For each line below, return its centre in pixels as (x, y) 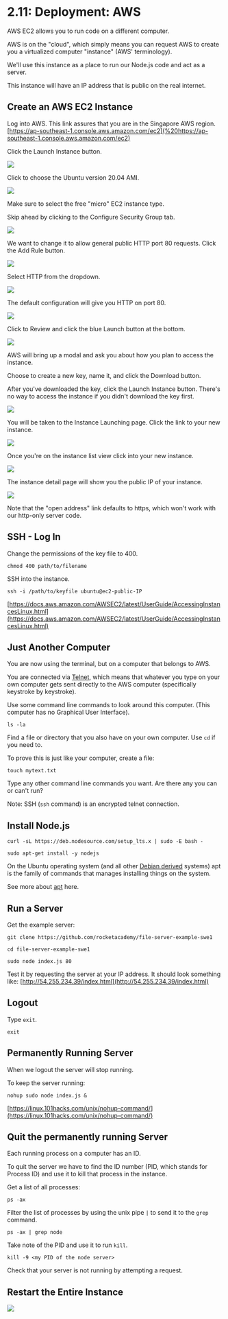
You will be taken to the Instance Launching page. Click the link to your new (114, 422)
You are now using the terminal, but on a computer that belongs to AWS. (109, 664)
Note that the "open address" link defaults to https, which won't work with (112, 508)
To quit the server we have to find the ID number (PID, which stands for (107, 1167)
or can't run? (25, 791)
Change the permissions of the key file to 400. (73, 554)
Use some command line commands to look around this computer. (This (109, 705)
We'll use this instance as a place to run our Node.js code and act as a (106, 64)
